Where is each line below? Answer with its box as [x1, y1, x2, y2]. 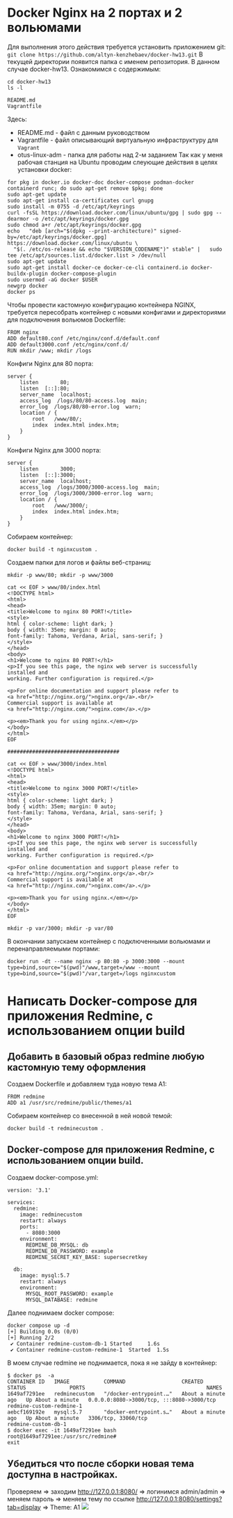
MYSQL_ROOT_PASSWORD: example [25, 1290, 113, 1297]
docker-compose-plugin [51, 270, 117, 277]
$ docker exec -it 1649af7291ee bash [7, 1427, 117, 1434]
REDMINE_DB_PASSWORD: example [25, 1247, 113, 1254]
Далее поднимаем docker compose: [7, 1309, 115, 1317]
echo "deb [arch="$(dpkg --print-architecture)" [7, 228, 157, 235]
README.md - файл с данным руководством [17, 128, 150, 136]
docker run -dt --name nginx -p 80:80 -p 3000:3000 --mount [7, 958, 186, 965]
